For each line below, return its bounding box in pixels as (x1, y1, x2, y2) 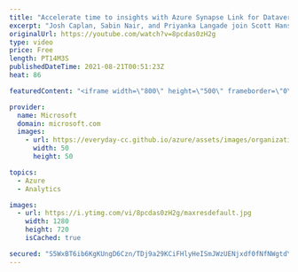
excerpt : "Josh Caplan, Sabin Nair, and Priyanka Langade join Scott (9, 21, 272, 30)
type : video (9, 37, 53, 47)
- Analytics (17, 184, 62, 193)
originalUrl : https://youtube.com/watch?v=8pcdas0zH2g (9, 29, 216, 38)
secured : (9, 249, 42, 258)
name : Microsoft (17, 111, 77, 120)
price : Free (9, 46, 53, 55)
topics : (9, 167, 38, 177)
